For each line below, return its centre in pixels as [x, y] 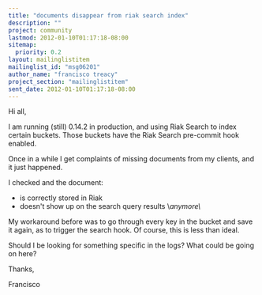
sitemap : [22, 45]
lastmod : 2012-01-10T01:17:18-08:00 [68, 38]
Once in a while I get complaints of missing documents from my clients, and [131, 159]
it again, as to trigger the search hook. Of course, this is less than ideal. [124, 230]
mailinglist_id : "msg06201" [54, 67]
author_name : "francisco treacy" [63, 74]
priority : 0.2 [38, 52]
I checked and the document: [56, 183]
